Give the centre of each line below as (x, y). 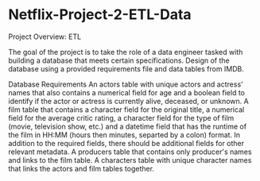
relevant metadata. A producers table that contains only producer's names (130, 152)
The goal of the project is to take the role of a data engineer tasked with (126, 52)
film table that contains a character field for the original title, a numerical (126, 110)
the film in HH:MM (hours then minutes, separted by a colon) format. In (124, 135)
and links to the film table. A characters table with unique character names (130, 160)
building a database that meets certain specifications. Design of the (119, 60)
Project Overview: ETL (45, 37)
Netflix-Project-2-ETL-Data (100, 15)
